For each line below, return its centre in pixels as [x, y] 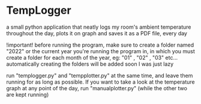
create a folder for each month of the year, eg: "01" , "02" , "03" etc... [92, 57]
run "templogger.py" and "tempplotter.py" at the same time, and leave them [100, 75]
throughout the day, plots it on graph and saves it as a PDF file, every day [97, 33]
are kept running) [28, 94]
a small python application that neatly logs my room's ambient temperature [99, 27]
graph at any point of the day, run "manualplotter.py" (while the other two [97, 88]
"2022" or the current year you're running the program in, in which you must [100, 51]
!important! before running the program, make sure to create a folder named [100, 45]
